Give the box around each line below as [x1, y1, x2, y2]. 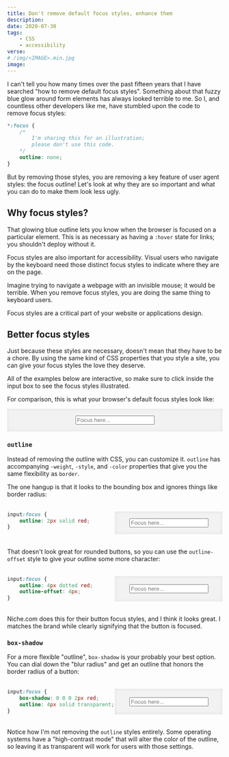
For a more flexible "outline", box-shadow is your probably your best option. [7, 653, 217, 661]
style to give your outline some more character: [27, 554, 161, 562]
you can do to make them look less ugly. [7, 187, 121, 195]
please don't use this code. [31, 141, 115, 148]
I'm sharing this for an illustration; [31, 135, 146, 142]
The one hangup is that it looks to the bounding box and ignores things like [7, 482, 217, 491]
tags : [7, 29, 23, 36]
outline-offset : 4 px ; [19, 588, 81, 595]
